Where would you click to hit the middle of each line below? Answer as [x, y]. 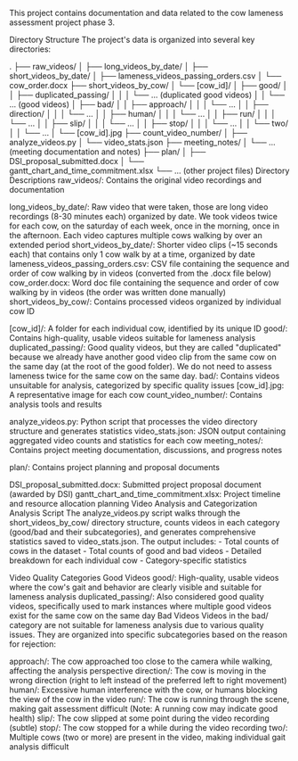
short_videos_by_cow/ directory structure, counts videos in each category [145, 522]
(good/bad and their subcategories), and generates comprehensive [133, 532]
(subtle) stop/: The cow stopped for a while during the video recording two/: [149, 728]
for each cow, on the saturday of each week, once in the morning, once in [145, 226]
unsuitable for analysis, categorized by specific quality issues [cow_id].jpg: [147, 385]
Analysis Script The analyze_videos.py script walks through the [125, 513]
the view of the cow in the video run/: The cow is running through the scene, [149, 699]
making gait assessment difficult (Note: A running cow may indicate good [144, 709]
